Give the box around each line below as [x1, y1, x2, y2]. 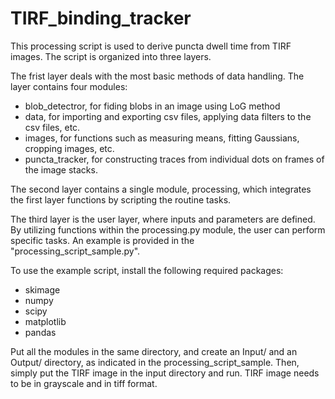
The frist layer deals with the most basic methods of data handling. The [10, 70, 305, 82]
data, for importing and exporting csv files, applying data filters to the [24, 110, 312, 122]
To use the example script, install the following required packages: [10, 264, 284, 276]
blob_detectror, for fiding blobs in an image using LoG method [24, 100, 281, 112]
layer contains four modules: [10, 80, 128, 92]
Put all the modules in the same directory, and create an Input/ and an [10, 345, 298, 357]
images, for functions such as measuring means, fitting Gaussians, [24, 132, 300, 144]
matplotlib [24, 315, 67, 327]
